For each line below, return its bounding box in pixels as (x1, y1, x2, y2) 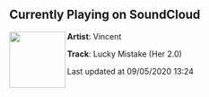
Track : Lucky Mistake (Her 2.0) (66, 48, 182, 59)
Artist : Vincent (66, 31, 122, 41)
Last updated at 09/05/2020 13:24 (66, 66, 195, 76)
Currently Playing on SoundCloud (9, 7, 201, 22)
